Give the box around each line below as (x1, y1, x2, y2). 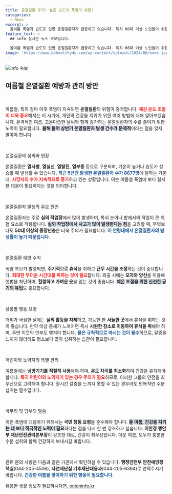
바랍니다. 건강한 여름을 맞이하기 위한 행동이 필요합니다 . (5, 472, 114, 478)
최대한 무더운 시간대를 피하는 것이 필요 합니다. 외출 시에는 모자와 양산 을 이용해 (12, 272, 165, 278)
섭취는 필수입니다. (5, 387, 41, 393)
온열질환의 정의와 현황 (5, 153, 50, 159)
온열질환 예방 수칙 (5, 255, 41, 261)
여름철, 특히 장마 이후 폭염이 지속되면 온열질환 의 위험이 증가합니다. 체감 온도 (5, 106, 157, 112)
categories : (5, 12, 31, 17)
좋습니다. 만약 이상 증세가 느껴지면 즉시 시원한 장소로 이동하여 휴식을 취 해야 (10, 323, 160, 330)
